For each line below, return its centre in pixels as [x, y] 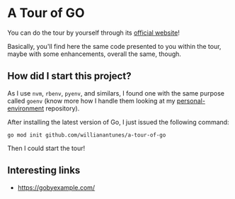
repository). [63, 108]
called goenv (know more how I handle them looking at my [91, 101]
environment [26, 108]
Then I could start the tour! [46, 148]
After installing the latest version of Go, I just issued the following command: [118, 122]
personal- [191, 101]
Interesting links [44, 170]
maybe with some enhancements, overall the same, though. [94, 54]
